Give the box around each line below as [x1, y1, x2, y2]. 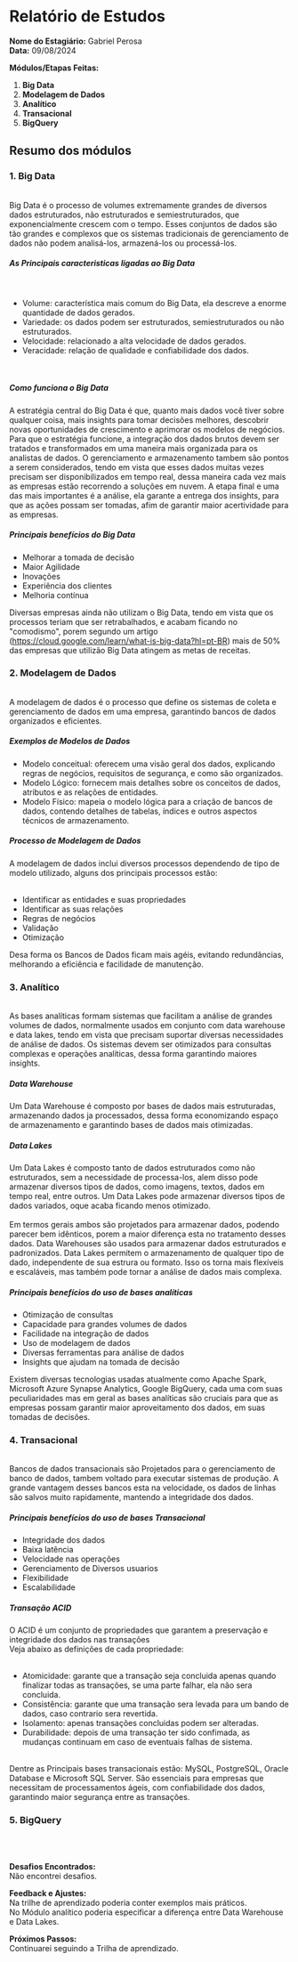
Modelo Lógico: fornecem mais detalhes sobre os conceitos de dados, [21, 777, 281, 788]
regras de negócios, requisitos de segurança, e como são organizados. [21, 767, 284, 778]
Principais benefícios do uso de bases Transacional [9, 1512, 206, 1523]
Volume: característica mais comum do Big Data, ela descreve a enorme [21, 297, 287, 308]
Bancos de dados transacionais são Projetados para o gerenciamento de [9, 1463, 276, 1474]
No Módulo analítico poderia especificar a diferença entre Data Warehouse [9, 1907, 284, 1917]
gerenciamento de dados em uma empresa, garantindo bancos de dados [9, 706, 277, 717]
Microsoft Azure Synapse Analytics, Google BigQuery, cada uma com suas [9, 1382, 283, 1394]
